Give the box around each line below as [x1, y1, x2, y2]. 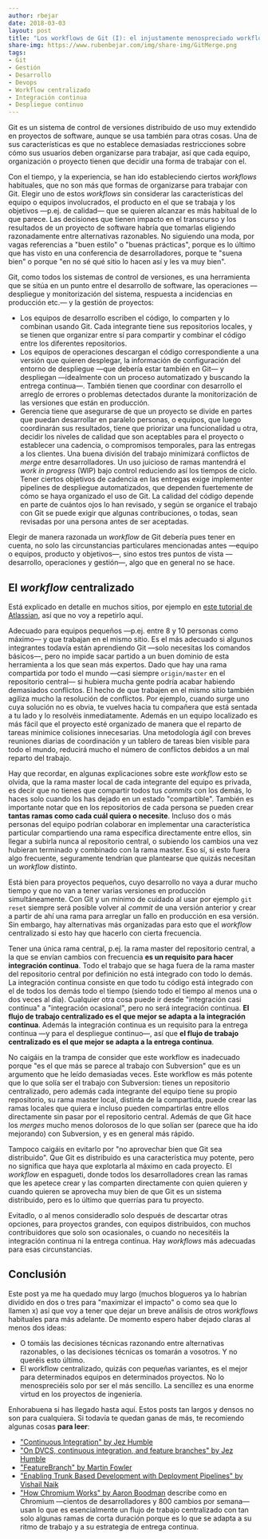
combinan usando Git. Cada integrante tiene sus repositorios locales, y [19, 322, 253, 331]
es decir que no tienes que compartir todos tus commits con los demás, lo [8, 785, 253, 795]
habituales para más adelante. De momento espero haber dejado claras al [8, 1314, 251, 1323]
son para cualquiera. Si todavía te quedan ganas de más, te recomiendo [8, 1413, 245, 1422]
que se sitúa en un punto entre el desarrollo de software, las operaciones [8, 281, 249, 291]
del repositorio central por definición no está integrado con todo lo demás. [8, 969, 253, 979]
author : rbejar [8, 11, 59, 20]
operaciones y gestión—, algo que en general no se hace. [45, 558, 235, 568]
